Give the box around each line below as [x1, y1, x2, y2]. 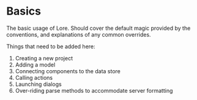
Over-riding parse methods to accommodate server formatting [15, 87, 173, 94]
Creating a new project [15, 54, 73, 62]
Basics [6, 4, 42, 18]
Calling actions [15, 74, 53, 81]
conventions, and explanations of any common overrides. [6, 30, 151, 38]
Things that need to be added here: [6, 43, 96, 50]
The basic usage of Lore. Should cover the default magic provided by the [6, 24, 191, 32]
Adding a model [15, 61, 56, 68]
